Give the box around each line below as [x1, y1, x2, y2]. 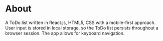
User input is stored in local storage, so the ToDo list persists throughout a [5, 24, 159, 30]
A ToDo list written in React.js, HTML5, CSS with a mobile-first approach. [5, 19, 156, 25]
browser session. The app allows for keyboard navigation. [5, 30, 125, 36]
